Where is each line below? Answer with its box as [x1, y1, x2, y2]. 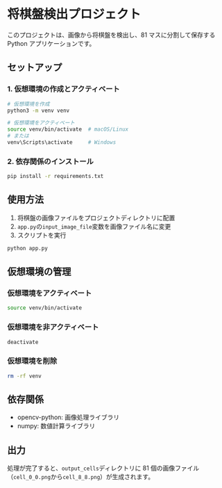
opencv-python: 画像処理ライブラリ [17, 413, 120, 421]
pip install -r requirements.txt [7, 173, 104, 180]
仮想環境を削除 [7, 356, 58, 366]
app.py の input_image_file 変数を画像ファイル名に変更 [17, 222, 171, 230]
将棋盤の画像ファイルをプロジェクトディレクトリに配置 [17, 213, 176, 222]
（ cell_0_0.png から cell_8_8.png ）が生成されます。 [7, 473, 155, 481]
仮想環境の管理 [7, 266, 71, 278]
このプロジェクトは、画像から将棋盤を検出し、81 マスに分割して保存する [7, 31, 216, 39]
